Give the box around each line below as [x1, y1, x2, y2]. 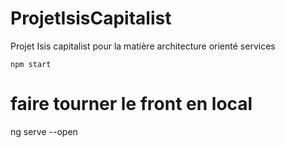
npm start [10, 59, 52, 69]
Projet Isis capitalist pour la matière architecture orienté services [10, 40, 276, 52]
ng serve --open [10, 125, 78, 137]
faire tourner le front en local [10, 93, 253, 116]
